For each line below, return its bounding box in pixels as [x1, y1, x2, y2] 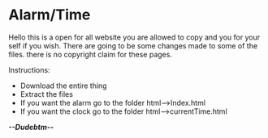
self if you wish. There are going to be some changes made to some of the [8, 40, 258, 50]
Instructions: [8, 65, 50, 74]
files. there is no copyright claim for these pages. [8, 49, 173, 59]
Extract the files [19, 89, 73, 98]
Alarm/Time [8, 6, 91, 24]
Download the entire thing [19, 81, 107, 90]
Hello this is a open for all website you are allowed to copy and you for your [8, 32, 261, 42]
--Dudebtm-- [8, 122, 54, 132]
